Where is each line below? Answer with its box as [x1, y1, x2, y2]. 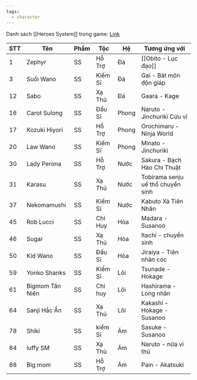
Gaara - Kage [141, 92, 179, 100]
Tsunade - [141, 265, 171, 273]
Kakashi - [141, 299, 169, 307]
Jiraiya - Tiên [141, 248, 179, 256]
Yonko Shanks [26, 269, 66, 277]
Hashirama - [141, 282, 177, 290]
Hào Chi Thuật [141, 163, 181, 171]
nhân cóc [141, 255, 167, 263]
